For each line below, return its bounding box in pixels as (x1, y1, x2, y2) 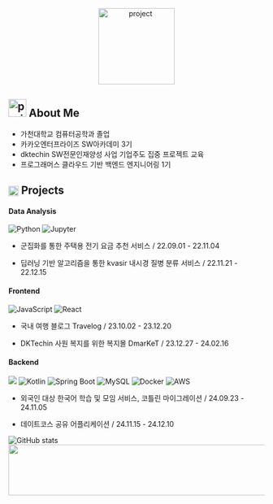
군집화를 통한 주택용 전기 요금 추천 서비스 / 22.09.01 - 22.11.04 (19, 241, 220, 251)
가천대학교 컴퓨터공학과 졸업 (19, 128, 110, 138)
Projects (20, 184, 65, 198)
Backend (8, 358, 39, 367)
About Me (28, 106, 80, 120)
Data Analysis (8, 206, 57, 215)
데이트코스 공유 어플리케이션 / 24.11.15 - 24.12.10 (19, 419, 175, 428)
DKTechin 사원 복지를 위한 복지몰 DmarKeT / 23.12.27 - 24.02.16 (19, 338, 229, 348)
